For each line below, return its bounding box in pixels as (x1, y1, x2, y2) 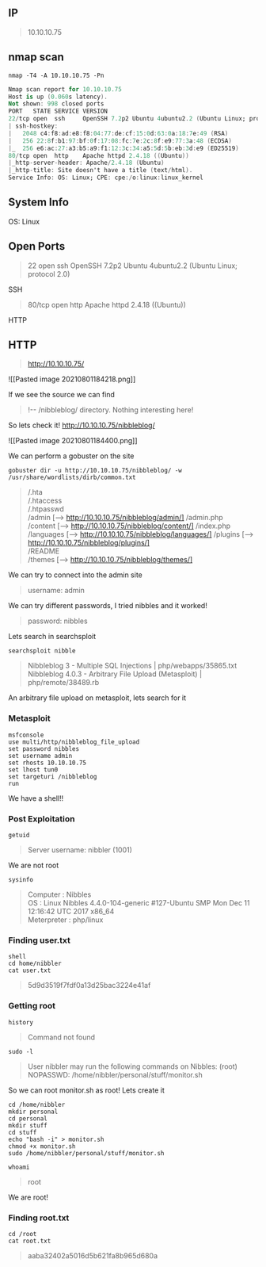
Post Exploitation (8, 813, 75, 824)
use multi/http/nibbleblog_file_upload (8, 737, 140, 746)
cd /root (8, 1230, 37, 1238)
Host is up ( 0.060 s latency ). (8, 93, 108, 101)
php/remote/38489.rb (27, 678, 100, 687)
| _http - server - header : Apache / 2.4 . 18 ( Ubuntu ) (8, 159, 165, 167)
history (8, 1018, 34, 1026)
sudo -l (8, 1047, 34, 1055)
